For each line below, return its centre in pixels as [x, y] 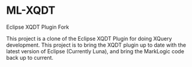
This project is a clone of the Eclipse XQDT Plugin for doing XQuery [89, 38]
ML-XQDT [31, 10]
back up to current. [30, 57]
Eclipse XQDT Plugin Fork [38, 27]
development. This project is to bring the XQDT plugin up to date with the [96, 45]
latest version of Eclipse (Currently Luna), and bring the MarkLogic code [95, 51]
